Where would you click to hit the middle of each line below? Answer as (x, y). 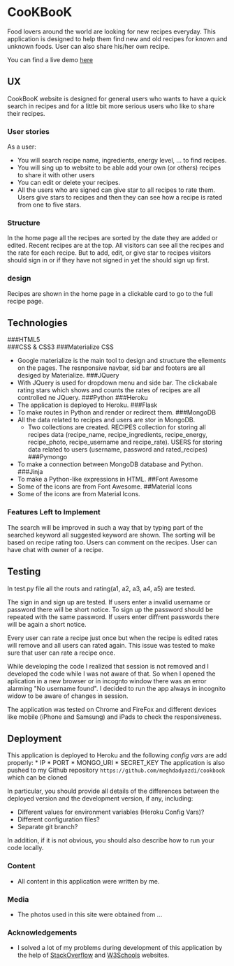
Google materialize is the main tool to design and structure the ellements (122, 361)
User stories (29, 131)
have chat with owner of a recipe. (55, 549)
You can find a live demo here (50, 59)
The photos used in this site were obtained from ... (90, 914)
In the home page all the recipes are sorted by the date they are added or (112, 238)
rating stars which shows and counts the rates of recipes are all (109, 390)
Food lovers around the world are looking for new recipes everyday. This (112, 31)
